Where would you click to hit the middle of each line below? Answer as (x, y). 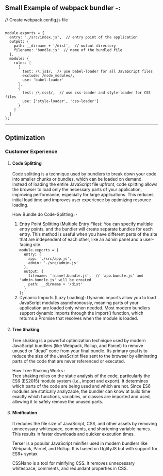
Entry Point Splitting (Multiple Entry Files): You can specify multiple (86, 224)
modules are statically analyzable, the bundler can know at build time (81, 391)
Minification (24, 413)
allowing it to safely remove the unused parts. (57, 401)
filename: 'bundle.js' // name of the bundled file (68, 50)
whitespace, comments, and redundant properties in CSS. (70, 468)
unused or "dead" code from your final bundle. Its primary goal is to (80, 351)
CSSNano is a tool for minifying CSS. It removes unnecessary (73, 463)
